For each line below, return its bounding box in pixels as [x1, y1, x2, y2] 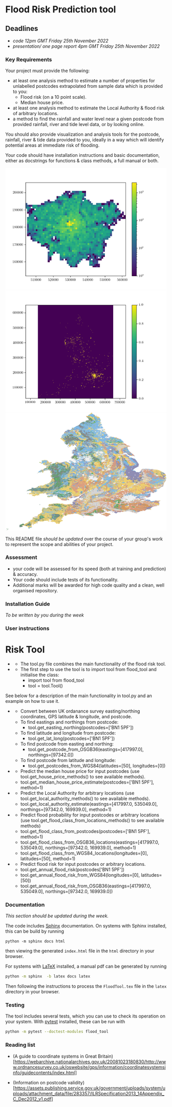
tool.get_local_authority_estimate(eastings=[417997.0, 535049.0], [20, 801, 158, 807]
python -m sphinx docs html [5, 939, 66, 944]
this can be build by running [5, 928, 64, 934]
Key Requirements [5, 56, 52, 63]
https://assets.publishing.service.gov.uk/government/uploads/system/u [14, 1085, 165, 1091]
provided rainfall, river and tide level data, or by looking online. [12, 121, 145, 128]
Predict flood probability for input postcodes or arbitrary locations [20, 811, 160, 818]
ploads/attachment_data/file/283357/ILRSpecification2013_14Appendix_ [12, 1090, 165, 1096]
